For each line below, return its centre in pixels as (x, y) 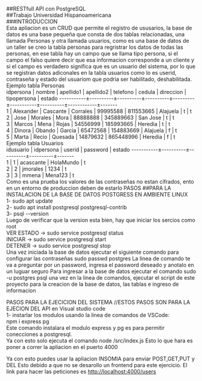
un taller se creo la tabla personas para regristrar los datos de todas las (95, 47)
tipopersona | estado (32, 98)
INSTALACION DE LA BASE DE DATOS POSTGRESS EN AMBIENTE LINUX (97, 194)
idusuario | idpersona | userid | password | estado (68, 150)
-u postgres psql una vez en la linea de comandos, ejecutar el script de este (100, 278)
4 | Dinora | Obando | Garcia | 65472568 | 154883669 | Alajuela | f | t (92, 130)
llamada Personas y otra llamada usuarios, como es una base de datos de (98, 41)
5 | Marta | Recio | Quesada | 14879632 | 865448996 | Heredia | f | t (91, 137)
